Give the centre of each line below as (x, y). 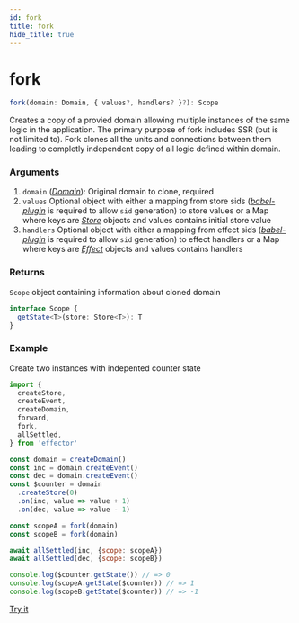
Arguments (35, 172)
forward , (34, 418)
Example (29, 348)
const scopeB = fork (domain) (64, 534)
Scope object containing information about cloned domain (115, 292)
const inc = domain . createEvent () (74, 468)
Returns (27, 273)
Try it (19, 609)
